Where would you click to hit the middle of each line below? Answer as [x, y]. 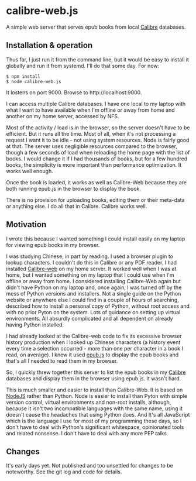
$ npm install [23, 76]
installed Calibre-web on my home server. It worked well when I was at [91, 269]
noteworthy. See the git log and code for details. [64, 472]
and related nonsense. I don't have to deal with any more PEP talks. [87, 433]
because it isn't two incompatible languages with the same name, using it [94, 408]
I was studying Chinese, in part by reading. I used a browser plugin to [90, 256]
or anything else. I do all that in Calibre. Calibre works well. [77, 206]
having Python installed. [35, 324]
